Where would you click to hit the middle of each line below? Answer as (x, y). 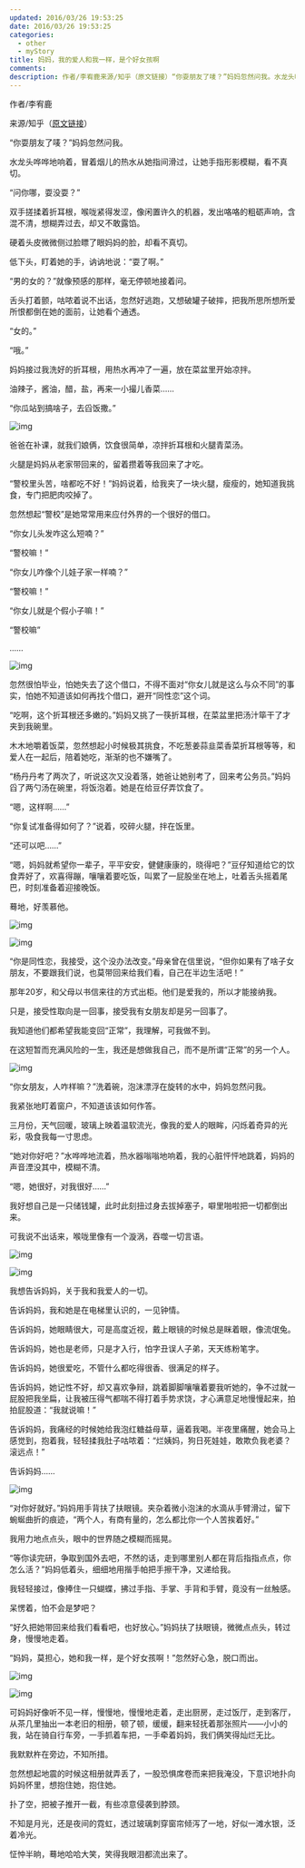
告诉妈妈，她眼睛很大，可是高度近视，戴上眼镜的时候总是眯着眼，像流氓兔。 (152, 1329)
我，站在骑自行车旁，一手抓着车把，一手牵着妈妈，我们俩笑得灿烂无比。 (144, 1735)
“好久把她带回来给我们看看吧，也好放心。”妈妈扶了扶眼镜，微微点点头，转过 (150, 1627)
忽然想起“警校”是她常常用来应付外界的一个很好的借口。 (113, 514)
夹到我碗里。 (33, 726)
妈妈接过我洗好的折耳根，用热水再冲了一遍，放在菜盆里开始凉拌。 (133, 369)
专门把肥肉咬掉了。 (61, 495)
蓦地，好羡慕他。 (41, 906)
